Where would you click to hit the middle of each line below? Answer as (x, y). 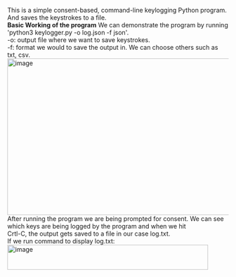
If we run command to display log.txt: (61, 241)
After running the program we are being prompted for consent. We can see (116, 219)
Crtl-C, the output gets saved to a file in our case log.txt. (89, 234)
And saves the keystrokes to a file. (57, 18)
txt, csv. (19, 55)
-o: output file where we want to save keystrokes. (79, 40)
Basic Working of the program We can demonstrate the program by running (118, 25)
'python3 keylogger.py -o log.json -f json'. (68, 32)
